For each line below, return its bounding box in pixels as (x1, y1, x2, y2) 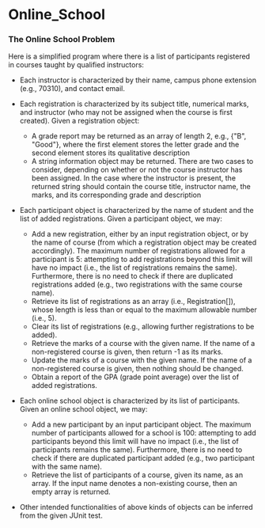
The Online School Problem (8, 34, 115, 45)
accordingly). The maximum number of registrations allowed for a (31, 246, 245, 256)
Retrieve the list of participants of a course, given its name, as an (31, 470, 244, 480)
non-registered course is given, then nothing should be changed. (31, 364, 244, 374)
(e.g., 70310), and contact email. (19, 84, 125, 93)
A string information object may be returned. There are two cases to (31, 157, 254, 166)
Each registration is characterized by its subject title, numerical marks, (19, 99, 249, 108)
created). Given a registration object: (19, 116, 140, 126)
